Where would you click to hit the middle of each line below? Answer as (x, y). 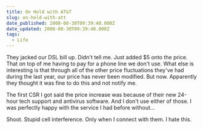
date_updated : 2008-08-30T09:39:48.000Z (58, 29)
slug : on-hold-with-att (36, 18)
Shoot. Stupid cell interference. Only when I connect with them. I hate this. (99, 119)
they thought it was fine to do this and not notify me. (72, 83)
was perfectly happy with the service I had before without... (81, 107)
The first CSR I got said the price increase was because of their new (92, 95)
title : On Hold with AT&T (39, 12)
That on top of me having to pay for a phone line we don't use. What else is (100, 64)
